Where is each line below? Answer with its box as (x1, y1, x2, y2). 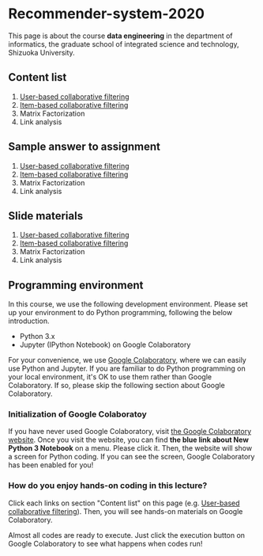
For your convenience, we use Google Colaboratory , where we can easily (8, 356, 246, 365)
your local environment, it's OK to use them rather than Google (8, 372, 212, 382)
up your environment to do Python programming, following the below (8, 308, 233, 318)
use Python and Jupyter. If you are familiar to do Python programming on (8, 364, 246, 373)
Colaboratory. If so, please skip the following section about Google (8, 381, 225, 390)
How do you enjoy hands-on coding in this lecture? (8, 480, 208, 491)
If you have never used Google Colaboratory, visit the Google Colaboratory (8, 427, 252, 436)
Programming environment (8, 278, 144, 291)
